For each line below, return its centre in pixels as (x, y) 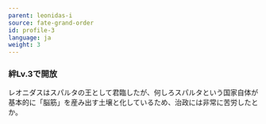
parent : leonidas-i (40, 15)
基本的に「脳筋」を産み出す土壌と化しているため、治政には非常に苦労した (130, 103)
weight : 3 (25, 45)
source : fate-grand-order (51, 23)
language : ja (30, 38)
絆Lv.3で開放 (33, 74)
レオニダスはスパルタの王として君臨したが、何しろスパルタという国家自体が (133, 92)
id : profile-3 (32, 30)
